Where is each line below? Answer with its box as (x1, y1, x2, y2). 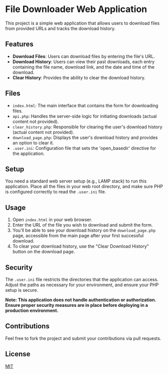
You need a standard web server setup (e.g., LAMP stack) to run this (5, 178, 147, 184)
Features (5, 40, 34, 49)
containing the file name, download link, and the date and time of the (12, 64, 154, 70)
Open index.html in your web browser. (12, 217, 93, 223)
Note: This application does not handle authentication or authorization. (5, 297, 156, 303)
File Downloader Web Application (5, 4, 147, 15)
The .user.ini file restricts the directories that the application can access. (5, 277, 159, 282)
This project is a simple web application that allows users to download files (5, 20, 160, 26)
